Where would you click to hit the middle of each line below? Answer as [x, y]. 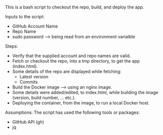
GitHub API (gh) [28, 122]
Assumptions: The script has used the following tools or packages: [72, 112]
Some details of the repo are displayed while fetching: [67, 71]
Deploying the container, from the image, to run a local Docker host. [81, 103]
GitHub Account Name [35, 26]
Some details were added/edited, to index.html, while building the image [85, 92]
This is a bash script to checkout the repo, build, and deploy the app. [75, 7]
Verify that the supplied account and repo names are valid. [71, 56]
